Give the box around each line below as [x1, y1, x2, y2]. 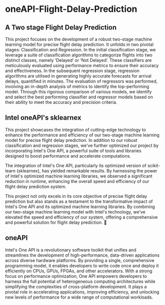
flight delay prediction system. [5, 183, 66, 189]
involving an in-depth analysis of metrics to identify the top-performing [5, 84, 149, 89]
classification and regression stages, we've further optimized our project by [5, 142, 159, 148]
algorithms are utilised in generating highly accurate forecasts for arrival [5, 73, 152, 79]
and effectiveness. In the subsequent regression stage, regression [5, 68, 140, 74]
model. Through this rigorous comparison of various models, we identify [5, 89, 152, 94]
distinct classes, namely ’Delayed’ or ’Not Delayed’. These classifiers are [5, 57, 152, 63]
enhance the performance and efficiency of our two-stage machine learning [5, 132, 160, 138]
